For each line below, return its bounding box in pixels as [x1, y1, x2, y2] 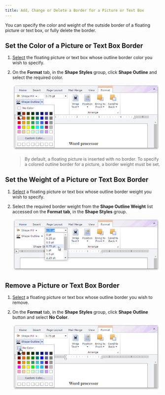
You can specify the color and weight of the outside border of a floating [5, 22, 150, 28]
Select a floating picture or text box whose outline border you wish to [12, 295, 153, 300]
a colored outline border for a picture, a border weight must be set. [24, 161, 160, 167]
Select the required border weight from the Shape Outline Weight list [12, 203, 153, 209]
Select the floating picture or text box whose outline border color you [12, 55, 153, 61]
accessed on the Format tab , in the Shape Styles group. [12, 208, 127, 214]
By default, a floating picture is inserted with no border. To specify [24, 156, 159, 162]
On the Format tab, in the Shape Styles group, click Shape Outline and [12, 69, 157, 75]
